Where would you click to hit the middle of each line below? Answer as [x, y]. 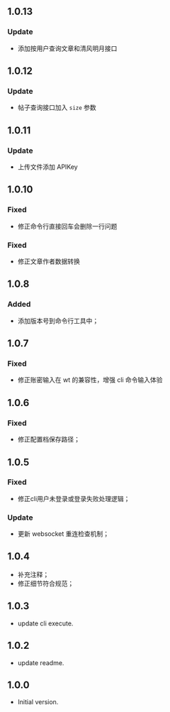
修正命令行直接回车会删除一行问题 [67, 226]
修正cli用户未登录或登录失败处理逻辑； [74, 498]
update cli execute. [45, 623]
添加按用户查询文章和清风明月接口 [67, 48]
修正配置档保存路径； [49, 439]
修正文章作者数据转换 [49, 261]
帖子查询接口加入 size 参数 [57, 108]
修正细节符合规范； [46, 583]
